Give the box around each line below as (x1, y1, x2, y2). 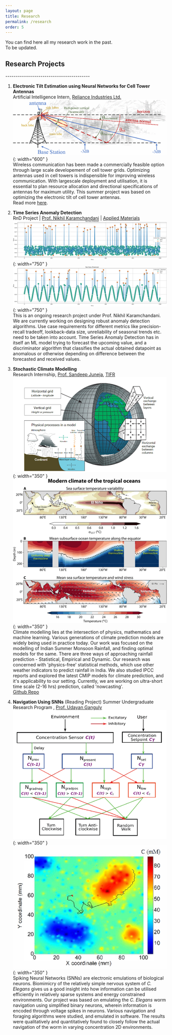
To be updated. (5, 45, 37, 51)
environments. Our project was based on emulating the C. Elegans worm (12, 997, 166, 1003)
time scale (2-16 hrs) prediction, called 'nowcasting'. (12, 683, 124, 689)
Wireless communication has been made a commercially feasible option (12, 161, 165, 168)
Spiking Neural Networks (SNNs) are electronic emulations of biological (12, 975, 164, 981)
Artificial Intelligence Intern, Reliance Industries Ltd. (12, 94, 122, 100)
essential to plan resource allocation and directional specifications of (12, 183, 158, 189)
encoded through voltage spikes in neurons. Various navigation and (12, 1008, 156, 1014)
